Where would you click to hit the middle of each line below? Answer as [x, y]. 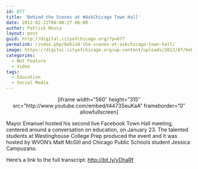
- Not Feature [29, 61]
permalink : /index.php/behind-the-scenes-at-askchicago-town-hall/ [91, 45]
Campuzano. [22, 148]
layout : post [22, 34]
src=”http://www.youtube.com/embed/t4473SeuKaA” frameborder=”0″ [99, 106]
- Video [21, 66]
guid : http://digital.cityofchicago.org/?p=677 [66, 39]
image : [14, 50]
